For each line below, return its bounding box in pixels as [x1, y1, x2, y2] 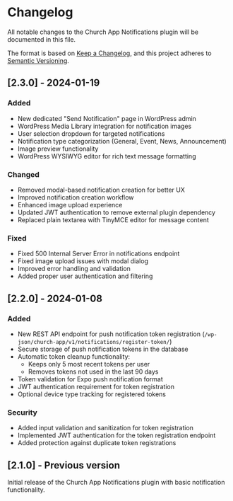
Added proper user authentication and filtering [17, 272, 153, 280]
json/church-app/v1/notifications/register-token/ [17, 338, 170, 345]
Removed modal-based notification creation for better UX [17, 185, 185, 194]
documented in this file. [7, 35, 76, 43]
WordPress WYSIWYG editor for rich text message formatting [17, 151, 196, 160]
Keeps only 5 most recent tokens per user [28, 359, 150, 368]
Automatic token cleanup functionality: [17, 352, 131, 361]
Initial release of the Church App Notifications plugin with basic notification [7, 478, 225, 487]
